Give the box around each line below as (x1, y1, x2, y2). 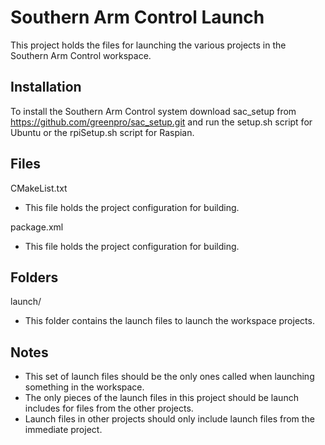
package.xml (10, 221, 64, 233)
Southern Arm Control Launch (10, 6, 265, 29)
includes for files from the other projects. (24, 402, 194, 415)
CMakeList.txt (10, 182, 68, 194)
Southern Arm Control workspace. (10, 49, 152, 61)
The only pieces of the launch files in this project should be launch (24, 392, 299, 404)
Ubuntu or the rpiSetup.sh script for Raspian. (10, 126, 195, 138)
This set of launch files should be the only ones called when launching (24, 371, 315, 383)
